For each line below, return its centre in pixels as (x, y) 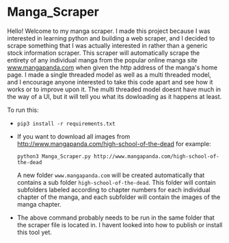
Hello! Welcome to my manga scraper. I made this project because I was (109, 31)
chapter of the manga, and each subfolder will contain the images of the (119, 197)
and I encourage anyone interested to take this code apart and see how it (110, 82)
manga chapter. (39, 204)
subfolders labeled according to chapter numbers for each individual (113, 189)
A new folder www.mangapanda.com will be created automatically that (111, 175)
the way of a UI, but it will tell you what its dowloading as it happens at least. (114, 96)
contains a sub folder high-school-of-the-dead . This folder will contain (116, 182)
